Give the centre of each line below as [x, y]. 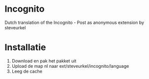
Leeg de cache [27, 71]
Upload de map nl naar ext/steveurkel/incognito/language [70, 66]
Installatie [25, 48]
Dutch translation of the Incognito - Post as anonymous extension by [74, 22]
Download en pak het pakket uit [44, 61]
